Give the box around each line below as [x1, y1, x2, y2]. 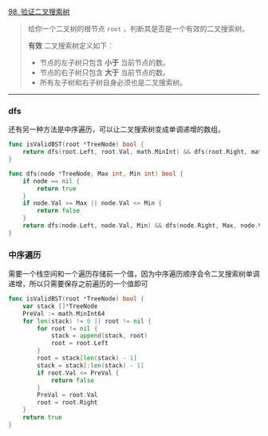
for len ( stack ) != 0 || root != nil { [22, 317, 152, 325]
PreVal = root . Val [37, 391, 98, 399]
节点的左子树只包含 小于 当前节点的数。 [39, 58, 170, 67]
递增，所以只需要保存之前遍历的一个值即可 [8, 279, 148, 289]
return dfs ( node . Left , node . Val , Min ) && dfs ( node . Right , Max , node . [22, 222, 259, 230]
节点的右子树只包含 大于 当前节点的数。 [39, 68, 170, 77]
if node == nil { [22, 177, 81, 185]
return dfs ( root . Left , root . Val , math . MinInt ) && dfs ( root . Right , [22, 148, 248, 156]
